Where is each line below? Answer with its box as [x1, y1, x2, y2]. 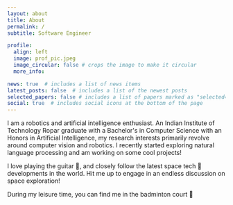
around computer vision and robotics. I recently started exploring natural [7, 141, 215, 149]
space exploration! [7, 177, 60, 185]
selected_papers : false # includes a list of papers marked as [7, 93, 194, 101]
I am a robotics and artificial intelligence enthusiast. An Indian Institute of [7, 119, 215, 127]
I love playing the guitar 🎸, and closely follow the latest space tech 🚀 [7, 162, 202, 170]
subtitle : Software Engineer [7, 29, 92, 37]
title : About [7, 17, 45, 24]
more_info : [13, 67, 45, 75]
